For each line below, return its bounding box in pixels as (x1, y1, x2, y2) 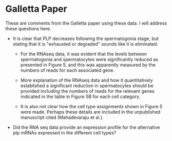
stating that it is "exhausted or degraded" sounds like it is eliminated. (12, 41, 158, 47)
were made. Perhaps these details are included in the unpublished (20, 109, 161, 115)
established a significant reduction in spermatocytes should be (20, 83, 154, 89)
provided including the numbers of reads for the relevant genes (20, 88, 155, 94)
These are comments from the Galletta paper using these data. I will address (5, 20, 167, 26)
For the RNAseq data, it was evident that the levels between (20, 51, 147, 57)
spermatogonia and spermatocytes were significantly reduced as (20, 56, 158, 62)
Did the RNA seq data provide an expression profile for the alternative (12, 124, 160, 130)
